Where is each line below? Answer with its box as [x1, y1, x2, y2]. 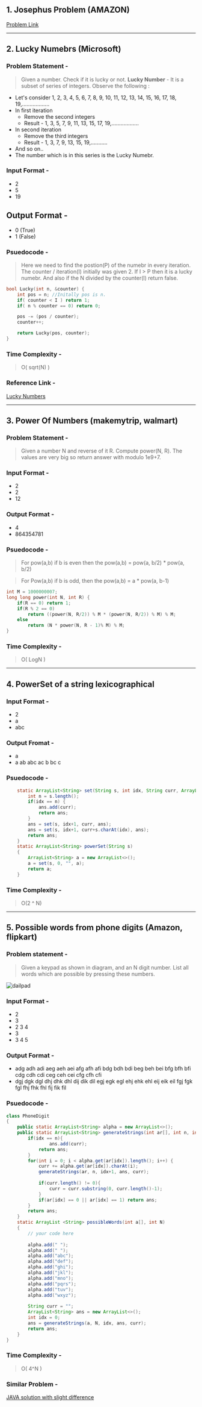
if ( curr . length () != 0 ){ [38, 1180, 101, 1186]
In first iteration [14, 107, 53, 114]
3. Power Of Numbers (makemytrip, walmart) [6, 415, 179, 425]
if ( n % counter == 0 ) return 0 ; [17, 302, 101, 309]
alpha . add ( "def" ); [28, 1259, 74, 1265]
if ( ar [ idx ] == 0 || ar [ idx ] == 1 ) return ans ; [38, 1197, 158, 1203]
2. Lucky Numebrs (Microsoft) [6, 44, 121, 54]
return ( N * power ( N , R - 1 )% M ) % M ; [28, 622, 125, 628]
